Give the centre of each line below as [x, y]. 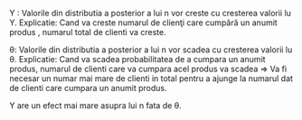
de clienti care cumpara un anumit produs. [88, 88]
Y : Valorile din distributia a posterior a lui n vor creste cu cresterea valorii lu [151, 13]
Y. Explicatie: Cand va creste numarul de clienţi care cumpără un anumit [143, 23]
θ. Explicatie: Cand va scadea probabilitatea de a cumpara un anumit [137, 59]
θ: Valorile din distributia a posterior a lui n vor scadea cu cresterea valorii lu [151, 50]
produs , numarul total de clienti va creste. [88, 32]
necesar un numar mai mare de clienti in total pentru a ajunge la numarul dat [151, 78]
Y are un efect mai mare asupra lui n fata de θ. [96, 106]
